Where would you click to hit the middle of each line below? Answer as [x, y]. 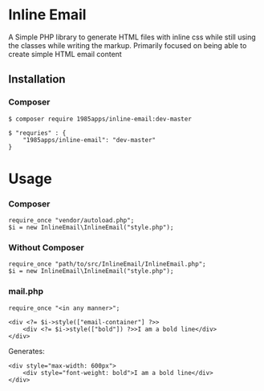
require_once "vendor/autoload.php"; [71, 221]
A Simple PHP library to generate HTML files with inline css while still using [132, 37]
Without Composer [46, 248]
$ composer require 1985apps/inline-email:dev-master [100, 119]
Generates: [27, 351]
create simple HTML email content [65, 54]
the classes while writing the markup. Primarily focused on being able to [128, 45]
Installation [37, 79]
